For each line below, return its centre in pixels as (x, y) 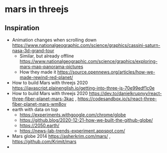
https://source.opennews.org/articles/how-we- (106, 72)
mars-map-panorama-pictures (51, 67)
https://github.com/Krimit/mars (44, 141)
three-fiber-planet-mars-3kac (43, 99)
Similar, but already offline (47, 56)
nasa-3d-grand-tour (33, 51)
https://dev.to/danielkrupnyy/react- (125, 93)
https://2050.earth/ (39, 125)
